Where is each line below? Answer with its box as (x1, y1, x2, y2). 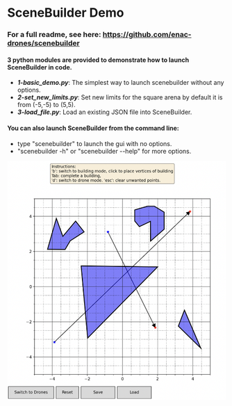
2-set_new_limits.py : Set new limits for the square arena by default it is (17, 93, 223, 101)
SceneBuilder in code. (7, 63, 73, 71)
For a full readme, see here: (7, 30, 101, 40)
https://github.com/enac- (102, 30, 192, 40)
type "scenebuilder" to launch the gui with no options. (17, 139, 172, 147)
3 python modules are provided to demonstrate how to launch (7, 56, 190, 64)
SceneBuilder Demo (7, 5, 124, 21)
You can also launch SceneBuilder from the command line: (7, 124, 179, 132)
